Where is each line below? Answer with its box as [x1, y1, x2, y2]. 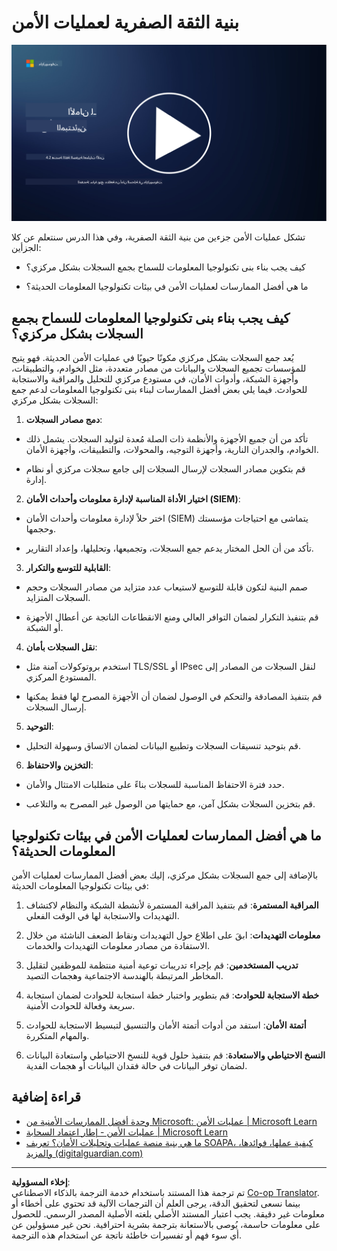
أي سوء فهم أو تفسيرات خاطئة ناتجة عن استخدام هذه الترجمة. [11, 1229, 243, 1241]
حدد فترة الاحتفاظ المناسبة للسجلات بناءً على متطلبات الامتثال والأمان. [25, 779, 285, 791]
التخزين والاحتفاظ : [25, 759, 94, 771]
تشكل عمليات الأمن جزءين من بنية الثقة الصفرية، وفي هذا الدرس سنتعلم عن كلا [11, 231, 306, 243]
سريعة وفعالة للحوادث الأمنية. [25, 1000, 136, 1012]
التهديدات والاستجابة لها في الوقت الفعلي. [25, 910, 180, 922]
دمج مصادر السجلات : [25, 414, 103, 426]
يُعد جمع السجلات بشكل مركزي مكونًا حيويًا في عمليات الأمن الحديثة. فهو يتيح [11, 352, 294, 364]
